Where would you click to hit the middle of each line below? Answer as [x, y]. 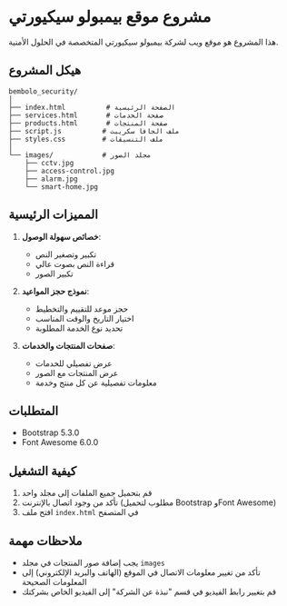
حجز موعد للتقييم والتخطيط [82, 308]
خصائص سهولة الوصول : [61, 236]
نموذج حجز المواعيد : [55, 291]
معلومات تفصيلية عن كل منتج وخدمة [96, 382]
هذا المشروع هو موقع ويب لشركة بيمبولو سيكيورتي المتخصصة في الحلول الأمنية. [143, 42]
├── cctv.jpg [49, 163]
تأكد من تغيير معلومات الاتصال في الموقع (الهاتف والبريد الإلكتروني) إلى [141, 572]
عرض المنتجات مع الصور [77, 373]
